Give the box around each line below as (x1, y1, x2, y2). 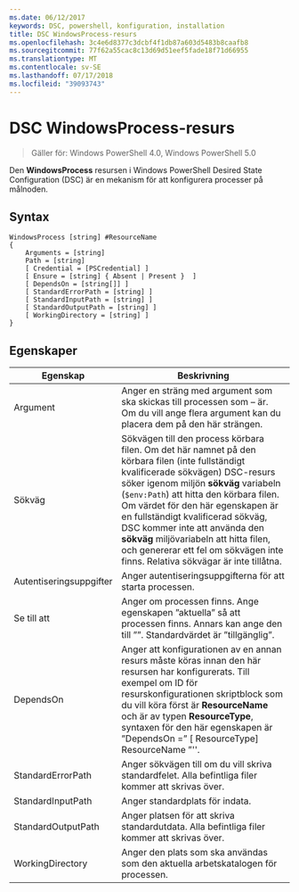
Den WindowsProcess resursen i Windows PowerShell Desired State (9, 164, 263, 175)
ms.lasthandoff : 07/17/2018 (9, 71, 114, 80)
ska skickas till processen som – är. (121, 396, 269, 409)
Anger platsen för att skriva (121, 809, 236, 822)
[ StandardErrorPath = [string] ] (25, 287, 153, 297)
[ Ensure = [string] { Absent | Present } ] (25, 272, 198, 281)
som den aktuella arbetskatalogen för (121, 857, 278, 870)
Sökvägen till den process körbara (121, 433, 265, 445)
